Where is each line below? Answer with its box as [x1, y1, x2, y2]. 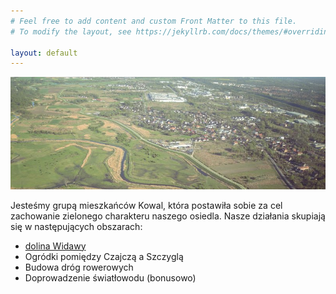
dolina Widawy [24, 240, 87, 252]
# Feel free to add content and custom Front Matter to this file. [10, 16, 298, 26]
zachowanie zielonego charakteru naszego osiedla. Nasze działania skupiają [10, 210, 326, 222]
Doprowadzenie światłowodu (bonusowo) [24, 271, 197, 284]
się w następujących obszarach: [10, 220, 143, 232]
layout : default [10, 48, 78, 58]
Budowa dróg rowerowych [24, 261, 134, 273]
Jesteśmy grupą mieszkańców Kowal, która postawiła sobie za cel [10, 199, 283, 211]
